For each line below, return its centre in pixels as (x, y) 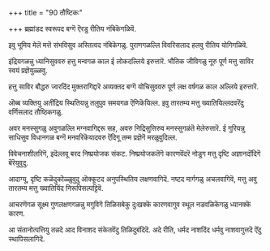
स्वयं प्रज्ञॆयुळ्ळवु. (28, 70)
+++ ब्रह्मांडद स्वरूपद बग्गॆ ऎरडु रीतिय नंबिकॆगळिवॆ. (72, 29)
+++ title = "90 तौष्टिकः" (45, 13)
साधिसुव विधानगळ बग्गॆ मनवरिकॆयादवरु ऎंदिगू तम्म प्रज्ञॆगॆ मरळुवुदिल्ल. (93, 137)
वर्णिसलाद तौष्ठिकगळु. (36, 112)
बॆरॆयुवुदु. (18, 163)
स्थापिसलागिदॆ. (27, 239)
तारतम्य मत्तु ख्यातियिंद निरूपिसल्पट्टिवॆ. (56, 188)
